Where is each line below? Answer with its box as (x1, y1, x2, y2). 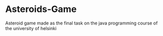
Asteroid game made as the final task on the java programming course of (5, 20, 158, 26)
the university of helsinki (5, 25, 57, 31)
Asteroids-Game (5, 3, 77, 15)
